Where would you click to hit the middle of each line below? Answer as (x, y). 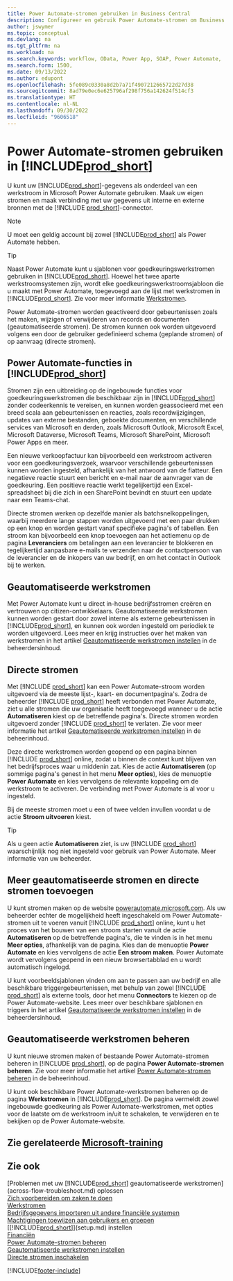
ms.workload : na (31, 53)
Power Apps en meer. (38, 443)
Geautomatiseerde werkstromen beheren (98, 1039)
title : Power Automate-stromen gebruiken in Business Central (99, 14)
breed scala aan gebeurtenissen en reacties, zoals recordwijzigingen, (106, 413)
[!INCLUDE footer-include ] (44, 1270)
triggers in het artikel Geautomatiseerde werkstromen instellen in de (104, 1010)
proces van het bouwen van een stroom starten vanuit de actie (97, 930)
